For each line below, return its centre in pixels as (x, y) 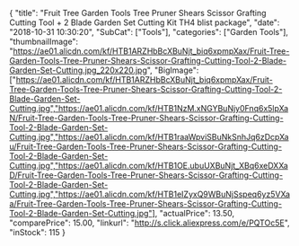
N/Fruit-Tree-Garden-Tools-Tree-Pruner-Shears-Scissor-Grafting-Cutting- (147, 118)
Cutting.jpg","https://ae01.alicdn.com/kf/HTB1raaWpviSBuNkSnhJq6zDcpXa (149, 137)
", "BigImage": (173, 70)
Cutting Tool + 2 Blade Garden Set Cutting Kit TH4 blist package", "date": (145, 22)
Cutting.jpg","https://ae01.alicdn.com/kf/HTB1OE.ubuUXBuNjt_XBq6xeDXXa (149, 166)
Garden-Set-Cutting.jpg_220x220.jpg (79, 70)
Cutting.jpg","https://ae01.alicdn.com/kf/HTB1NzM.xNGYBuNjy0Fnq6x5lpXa (149, 108)
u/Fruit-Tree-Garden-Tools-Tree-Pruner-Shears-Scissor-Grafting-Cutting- (146, 146)
